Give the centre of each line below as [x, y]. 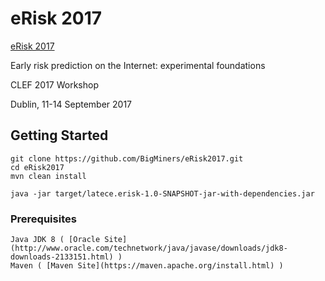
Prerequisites [43, 219]
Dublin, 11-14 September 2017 [71, 104]
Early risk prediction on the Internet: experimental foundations [138, 65]
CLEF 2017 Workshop [54, 84]
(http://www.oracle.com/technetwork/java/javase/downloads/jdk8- [149, 248]
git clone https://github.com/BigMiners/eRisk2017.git [127, 158]
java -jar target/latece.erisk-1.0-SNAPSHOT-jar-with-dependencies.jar [162, 193]
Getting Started [59, 135]
